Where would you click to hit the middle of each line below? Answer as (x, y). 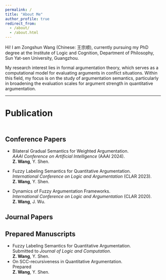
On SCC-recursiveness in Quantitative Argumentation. (67, 262)
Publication (29, 113)
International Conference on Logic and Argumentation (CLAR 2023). (82, 176)
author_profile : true (27, 19)
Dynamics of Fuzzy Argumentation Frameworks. (61, 191)
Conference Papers (36, 139)
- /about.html (24, 33)
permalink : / (19, 10)
